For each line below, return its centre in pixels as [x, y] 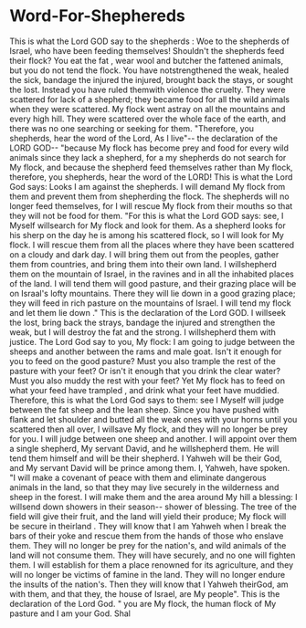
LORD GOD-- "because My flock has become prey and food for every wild [149, 148]
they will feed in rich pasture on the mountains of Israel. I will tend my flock [151, 303]
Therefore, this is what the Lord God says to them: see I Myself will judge [147, 400]
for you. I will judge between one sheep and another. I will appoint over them [153, 438]
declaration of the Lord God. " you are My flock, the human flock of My [143, 603]
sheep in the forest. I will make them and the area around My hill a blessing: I [153, 497]
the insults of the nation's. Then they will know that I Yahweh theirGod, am [149, 584]
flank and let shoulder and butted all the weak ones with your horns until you [153, 419]
